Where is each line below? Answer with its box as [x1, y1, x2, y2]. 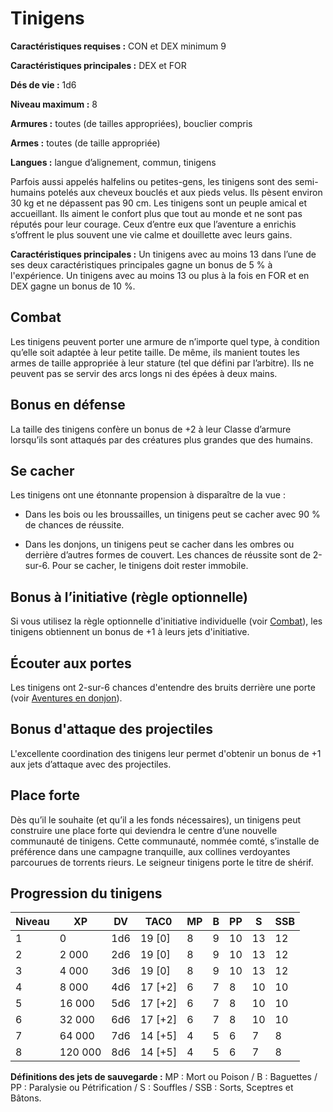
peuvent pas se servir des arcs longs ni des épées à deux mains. [10, 367, 278, 379]
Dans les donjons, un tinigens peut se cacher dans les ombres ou [24, 538, 295, 551]
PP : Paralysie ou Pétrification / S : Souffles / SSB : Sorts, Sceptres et [10, 1082, 294, 1094]
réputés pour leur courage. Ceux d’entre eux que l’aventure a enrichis [10, 218, 297, 230]
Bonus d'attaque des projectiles [10, 721, 213, 738]
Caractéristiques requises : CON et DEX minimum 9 [10, 40, 227, 52]
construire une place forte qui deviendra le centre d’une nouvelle [10, 824, 278, 836]
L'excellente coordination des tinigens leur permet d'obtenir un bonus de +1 [10, 747, 322, 759]
